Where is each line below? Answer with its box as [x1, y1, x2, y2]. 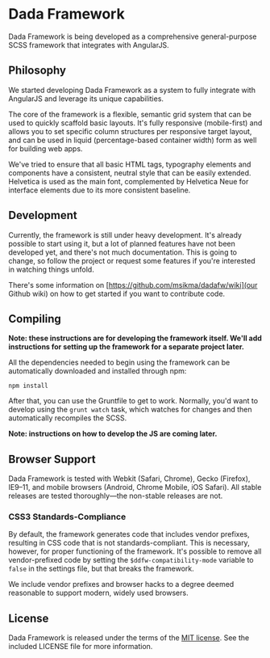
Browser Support [8, 452, 97, 466]
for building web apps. [8, 143, 83, 154]
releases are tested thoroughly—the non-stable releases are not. [8, 491, 223, 501]
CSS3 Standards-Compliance [8, 511, 127, 522]
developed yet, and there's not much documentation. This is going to [8, 247, 238, 257]
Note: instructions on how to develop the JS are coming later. [8, 429, 218, 439]
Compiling [8, 312, 62, 326]
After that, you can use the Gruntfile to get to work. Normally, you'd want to [8, 396, 259, 406]
